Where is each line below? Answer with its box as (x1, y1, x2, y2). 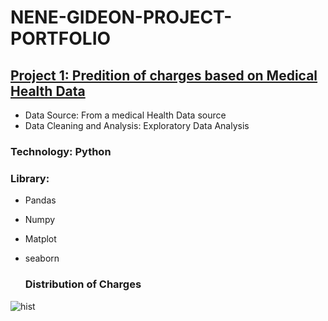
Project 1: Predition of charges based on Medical (10, 67, 318, 84)
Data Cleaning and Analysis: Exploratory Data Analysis (24, 120, 250, 131)
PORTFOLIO (10, 27, 112, 50)
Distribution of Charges (24, 277, 142, 291)
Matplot (24, 233, 57, 245)
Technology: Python (10, 144, 112, 158)
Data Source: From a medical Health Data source (24, 109, 227, 121)
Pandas (24, 194, 57, 206)
